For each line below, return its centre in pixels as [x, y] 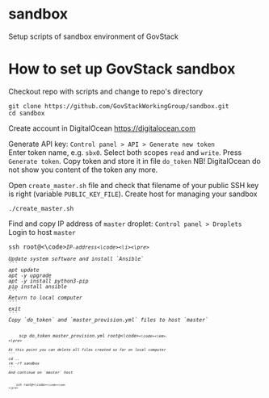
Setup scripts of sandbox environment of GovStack [94, 36]
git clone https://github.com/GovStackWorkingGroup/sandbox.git [119, 106]
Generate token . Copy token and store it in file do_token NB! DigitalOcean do [134, 161]
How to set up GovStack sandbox [122, 69]
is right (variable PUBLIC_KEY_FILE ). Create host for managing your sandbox [133, 194]
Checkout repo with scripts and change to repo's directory [106, 91]
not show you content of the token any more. [83, 170]
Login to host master [42, 232]
